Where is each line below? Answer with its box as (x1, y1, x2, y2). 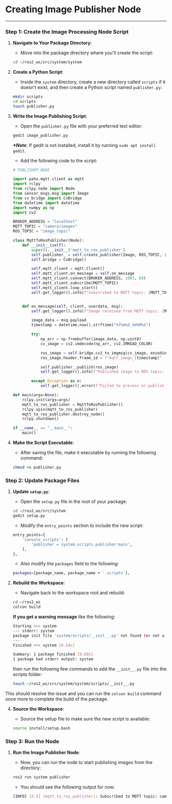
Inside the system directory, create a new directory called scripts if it (20, 79, 166, 85)
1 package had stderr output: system (12, 657, 94, 662)
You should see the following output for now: (20, 784, 115, 790)
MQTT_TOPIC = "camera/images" (12, 224, 78, 229)
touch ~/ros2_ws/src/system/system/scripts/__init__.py (12, 681, 135, 687)
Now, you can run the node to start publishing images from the (20, 759, 153, 766)
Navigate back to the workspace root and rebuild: (20, 590, 125, 596)
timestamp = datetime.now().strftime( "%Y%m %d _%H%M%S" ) (31, 323, 151, 328)
